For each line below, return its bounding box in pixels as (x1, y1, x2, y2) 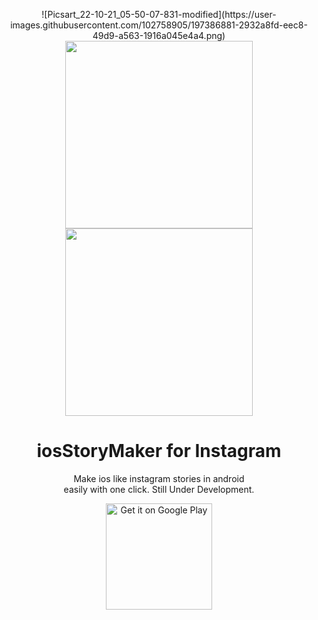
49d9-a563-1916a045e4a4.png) (92, 30, 226, 41)
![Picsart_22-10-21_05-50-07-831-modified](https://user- (41, 9, 277, 20)
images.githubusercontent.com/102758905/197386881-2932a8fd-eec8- (10, 19, 308, 31)
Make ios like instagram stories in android (73, 472, 245, 484)
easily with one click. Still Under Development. (63, 483, 255, 495)
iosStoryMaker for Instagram (36, 440, 282, 463)
